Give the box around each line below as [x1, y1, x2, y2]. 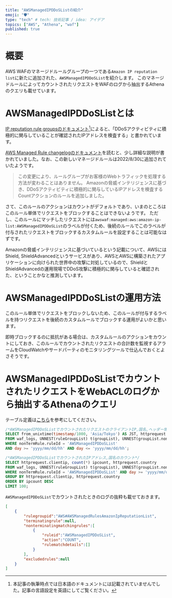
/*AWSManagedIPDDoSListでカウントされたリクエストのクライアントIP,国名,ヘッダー [5, 427, 164, 432]
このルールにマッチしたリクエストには [14, 216, 95, 222]
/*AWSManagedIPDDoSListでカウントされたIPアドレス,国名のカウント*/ [5, 455, 140, 460]
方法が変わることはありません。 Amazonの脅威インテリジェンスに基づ [17, 179, 167, 185]
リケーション [5, 259, 32, 265]
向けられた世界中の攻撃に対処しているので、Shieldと [36, 259, 148, 265]
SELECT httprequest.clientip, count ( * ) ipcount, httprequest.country [5, 460, 157, 465]
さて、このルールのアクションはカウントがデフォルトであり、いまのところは [5, 203, 166, 210]
